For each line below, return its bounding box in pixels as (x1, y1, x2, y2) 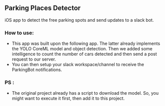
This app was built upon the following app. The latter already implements (11, 40, 161, 46)
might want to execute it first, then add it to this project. (11, 96, 125, 102)
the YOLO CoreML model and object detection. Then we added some (11, 46, 153, 52)
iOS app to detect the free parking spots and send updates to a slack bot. (4, 17, 154, 23)
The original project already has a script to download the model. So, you (11, 90, 159, 96)
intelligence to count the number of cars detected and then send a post (11, 51, 157, 57)
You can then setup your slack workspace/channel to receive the (11, 62, 144, 68)
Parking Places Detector (4, 4, 81, 12)
